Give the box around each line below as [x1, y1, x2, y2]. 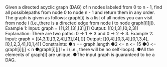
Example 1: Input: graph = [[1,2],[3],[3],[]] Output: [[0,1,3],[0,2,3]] [5, 25, 138, 31]
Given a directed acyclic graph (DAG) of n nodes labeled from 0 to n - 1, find [5, 4, 162, 10]
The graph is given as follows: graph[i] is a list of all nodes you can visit [5, 15, 153, 20]
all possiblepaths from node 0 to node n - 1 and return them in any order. [5, 9, 155, 15]
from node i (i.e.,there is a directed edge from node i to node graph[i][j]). [5, 20, 155, 26]
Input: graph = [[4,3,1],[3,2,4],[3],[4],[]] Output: [5, 36, 102, 42]
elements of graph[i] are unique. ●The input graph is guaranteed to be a [5, 52, 155, 58]
